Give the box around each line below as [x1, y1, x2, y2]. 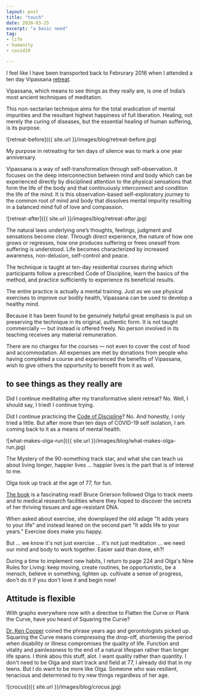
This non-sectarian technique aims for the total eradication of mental [6, 105, 176, 112]
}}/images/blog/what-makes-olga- [91, 437, 176, 444]
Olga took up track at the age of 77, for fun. [6, 479, 112, 486]
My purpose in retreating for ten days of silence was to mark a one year [6, 147, 183, 154]
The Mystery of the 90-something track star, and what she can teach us [6, 455, 183, 462]
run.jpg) [6, 443, 26, 450]
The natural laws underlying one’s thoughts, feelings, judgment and [6, 226, 172, 234]
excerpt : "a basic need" [6, 25, 68, 32]
